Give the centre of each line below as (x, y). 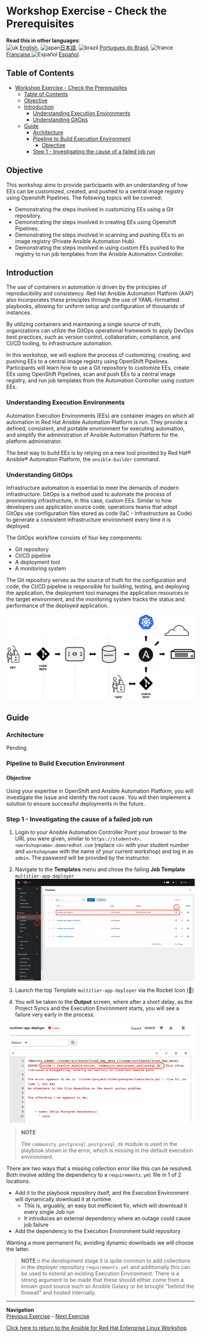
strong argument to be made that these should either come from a (102, 1280)
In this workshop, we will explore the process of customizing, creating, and (98, 355)
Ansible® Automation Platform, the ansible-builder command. (83, 459)
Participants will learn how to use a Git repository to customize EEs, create (98, 368)
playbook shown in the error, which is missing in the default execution (107, 1150)
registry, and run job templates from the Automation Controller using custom (100, 381)
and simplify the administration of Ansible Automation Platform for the (92, 435)
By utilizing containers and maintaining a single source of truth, (84, 324)
